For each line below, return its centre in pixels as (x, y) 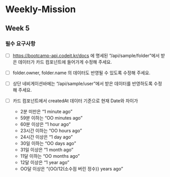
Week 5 (17, 28)
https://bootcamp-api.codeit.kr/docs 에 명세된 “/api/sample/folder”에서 (86, 55)
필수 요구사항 (20, 43)
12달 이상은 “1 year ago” (45, 163)
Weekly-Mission (41, 9)
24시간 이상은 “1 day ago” (46, 137)
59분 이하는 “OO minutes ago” (51, 118)
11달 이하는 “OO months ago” (50, 156)
